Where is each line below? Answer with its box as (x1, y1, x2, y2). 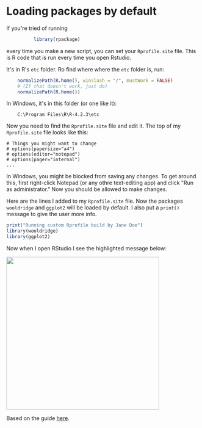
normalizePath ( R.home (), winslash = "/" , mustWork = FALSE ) (17, 78, 173, 84)
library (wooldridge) (6, 228, 59, 234)
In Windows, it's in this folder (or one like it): (6, 100, 117, 107)
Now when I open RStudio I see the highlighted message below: (6, 245, 167, 252)
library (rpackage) (33, 36, 81, 42)
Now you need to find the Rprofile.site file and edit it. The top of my (6, 122, 181, 129)
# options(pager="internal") (6, 157, 81, 163)
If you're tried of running (6, 24, 68, 32)
